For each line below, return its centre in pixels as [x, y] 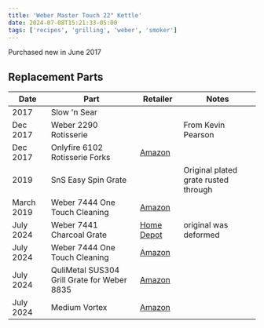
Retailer [158, 99]
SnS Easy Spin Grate [89, 180]
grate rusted [206, 180]
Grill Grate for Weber [89, 280]
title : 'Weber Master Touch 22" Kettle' [75, 15]
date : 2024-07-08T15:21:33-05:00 [63, 23]
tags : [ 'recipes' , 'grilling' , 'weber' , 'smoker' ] [93, 30]
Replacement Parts [56, 77]
